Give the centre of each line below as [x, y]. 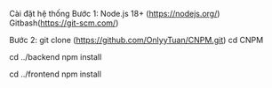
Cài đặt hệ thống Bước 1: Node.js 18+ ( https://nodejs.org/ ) [115, 14]
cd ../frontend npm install [56, 74]
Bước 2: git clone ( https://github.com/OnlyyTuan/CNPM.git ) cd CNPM [136, 40]
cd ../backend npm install [56, 57]
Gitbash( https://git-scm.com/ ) [64, 23]
